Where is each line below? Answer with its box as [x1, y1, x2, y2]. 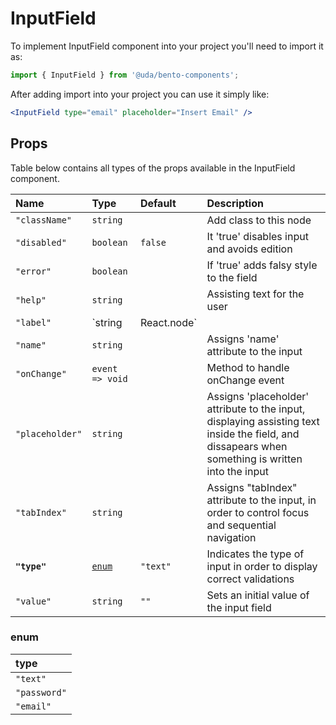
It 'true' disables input [206, 229, 309, 243]
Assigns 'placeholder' [206, 389, 310, 403]
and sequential [206, 518, 277, 532]
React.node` [139, 315, 198, 329]
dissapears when [206, 439, 288, 453]
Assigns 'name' [206, 332, 280, 346]
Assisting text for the [206, 287, 305, 301]
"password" [15, 687, 67, 698]
